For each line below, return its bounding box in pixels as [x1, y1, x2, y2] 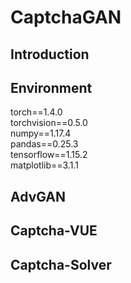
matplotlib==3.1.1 [10, 159, 79, 171]
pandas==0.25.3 [10, 138, 79, 150]
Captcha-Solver [10, 256, 112, 273]
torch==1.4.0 [10, 106, 63, 118]
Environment [10, 79, 93, 96]
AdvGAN [10, 188, 67, 205]
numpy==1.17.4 [10, 127, 72, 140]
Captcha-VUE [10, 222, 98, 240]
